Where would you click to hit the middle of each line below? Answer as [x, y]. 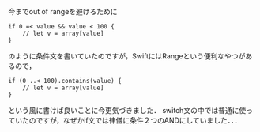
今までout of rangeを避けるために [63, 11]
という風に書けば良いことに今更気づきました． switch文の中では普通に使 [127, 110]
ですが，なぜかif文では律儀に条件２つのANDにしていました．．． [138, 120]
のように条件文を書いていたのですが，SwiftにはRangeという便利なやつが [127, 56]
